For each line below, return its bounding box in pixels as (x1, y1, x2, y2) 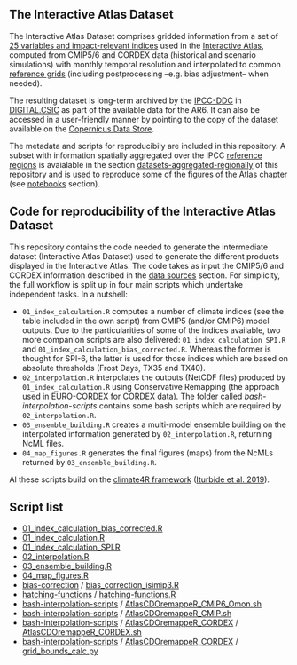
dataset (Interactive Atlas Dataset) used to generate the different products (9, 250, 279, 261)
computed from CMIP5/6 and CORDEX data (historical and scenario (9, 49, 257, 60)
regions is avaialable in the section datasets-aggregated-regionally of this (9, 159, 279, 170)
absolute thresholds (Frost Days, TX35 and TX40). (21, 362, 206, 373)
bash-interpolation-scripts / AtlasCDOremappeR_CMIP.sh (21, 608, 232, 619)
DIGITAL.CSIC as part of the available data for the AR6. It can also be (9, 104, 260, 115)
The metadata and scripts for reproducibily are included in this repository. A (9, 140, 286, 151)
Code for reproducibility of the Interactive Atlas (9, 204, 277, 219)
